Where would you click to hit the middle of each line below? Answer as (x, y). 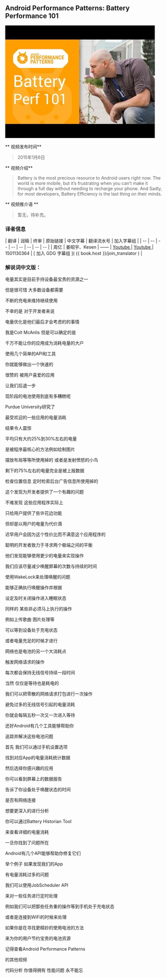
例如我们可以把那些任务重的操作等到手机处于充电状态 (60, 906)
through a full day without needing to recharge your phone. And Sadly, (89, 188)
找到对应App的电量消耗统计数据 (38, 758)
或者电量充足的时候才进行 (31, 641)
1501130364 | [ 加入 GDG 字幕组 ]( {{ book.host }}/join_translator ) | (74, 253)
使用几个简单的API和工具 (31, 354)
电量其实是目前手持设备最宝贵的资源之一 (47, 279)
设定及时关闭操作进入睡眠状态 (36, 598)
